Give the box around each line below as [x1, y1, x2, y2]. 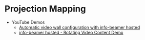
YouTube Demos [11, 19, 45, 25]
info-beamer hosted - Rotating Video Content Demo [19, 29, 124, 35]
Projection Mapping [4, 3, 86, 14]
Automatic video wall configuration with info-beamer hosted [19, 24, 140, 30]
